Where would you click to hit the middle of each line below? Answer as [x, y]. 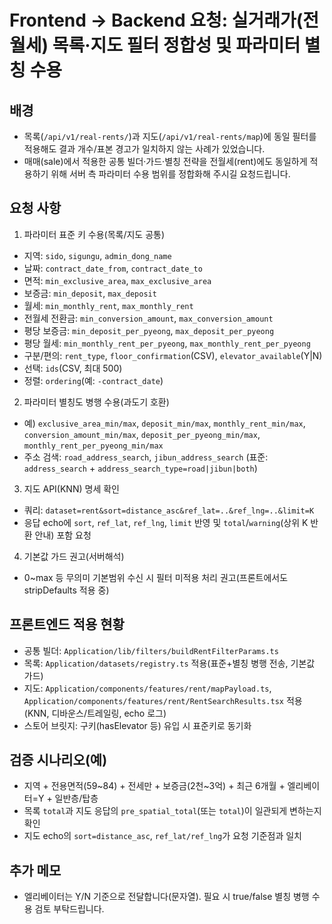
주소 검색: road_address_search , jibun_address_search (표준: [146, 457]
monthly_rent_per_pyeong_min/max [93, 446]
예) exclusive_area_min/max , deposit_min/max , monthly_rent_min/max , [164, 423]
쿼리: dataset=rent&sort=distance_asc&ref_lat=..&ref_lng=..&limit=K [169, 510]
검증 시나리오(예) [58, 760]
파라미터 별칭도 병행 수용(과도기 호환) [96, 402]
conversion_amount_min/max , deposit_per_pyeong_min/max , [142, 434]
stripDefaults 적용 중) [66, 590]
